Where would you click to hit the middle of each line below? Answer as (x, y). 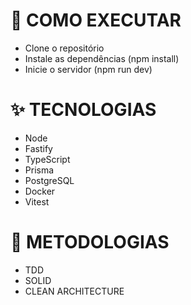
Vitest (37, 201)
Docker (40, 191)
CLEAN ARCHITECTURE (74, 291)
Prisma (39, 170)
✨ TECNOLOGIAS (83, 110)
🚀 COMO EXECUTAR (96, 20)
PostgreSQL (49, 180)
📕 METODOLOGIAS (90, 242)
